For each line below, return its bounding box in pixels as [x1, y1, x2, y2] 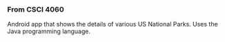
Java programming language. [7, 27, 91, 35]
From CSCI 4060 [7, 5, 64, 14]
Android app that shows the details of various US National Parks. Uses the [7, 20, 219, 28]
